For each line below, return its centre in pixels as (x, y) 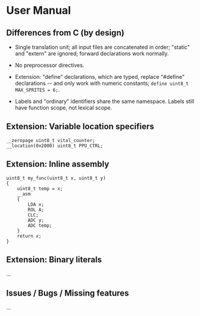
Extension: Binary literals (54, 260)
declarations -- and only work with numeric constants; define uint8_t (102, 83)
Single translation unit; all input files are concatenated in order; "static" (102, 47)
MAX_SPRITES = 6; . (37, 90)
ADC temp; (40, 225)
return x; (29, 236)
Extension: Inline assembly (58, 164)
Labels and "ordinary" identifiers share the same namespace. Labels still (105, 101)
